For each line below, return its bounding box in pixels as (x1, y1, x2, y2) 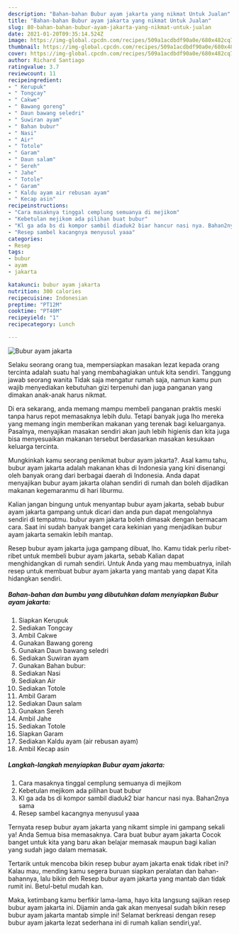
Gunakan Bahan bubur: (18, 661, 86, 669)
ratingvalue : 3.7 (8, 63, 60, 70)
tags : (8, 248, 24, 256)
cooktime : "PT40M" (8, 307, 62, 315)
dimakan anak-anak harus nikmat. (8, 391, 107, 399)
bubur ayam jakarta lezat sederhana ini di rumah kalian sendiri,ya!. (8, 918, 202, 927)
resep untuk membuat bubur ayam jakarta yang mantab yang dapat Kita (8, 566, 218, 575)
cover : (8, 51, 28, 58)
